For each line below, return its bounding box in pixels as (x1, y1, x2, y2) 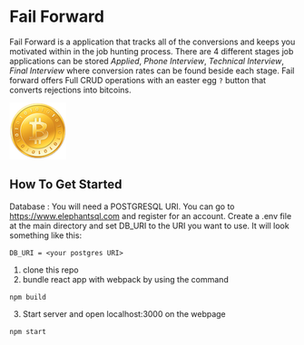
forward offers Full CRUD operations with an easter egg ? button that (9, 74, 266, 85)
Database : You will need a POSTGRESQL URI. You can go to (9, 201, 235, 212)
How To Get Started (9, 177, 123, 192)
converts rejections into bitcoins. (9, 84, 132, 95)
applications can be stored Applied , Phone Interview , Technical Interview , (9, 55, 284, 66)
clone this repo (22, 264, 79, 275)
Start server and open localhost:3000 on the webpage (22, 308, 227, 319)
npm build (9, 292, 47, 302)
